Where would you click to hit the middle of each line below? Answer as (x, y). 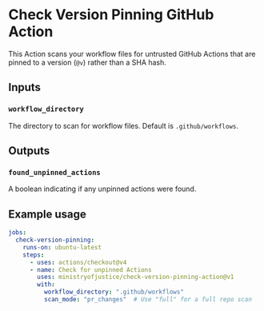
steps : (34, 255)
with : (46, 285)
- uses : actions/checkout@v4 (78, 262)
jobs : (17, 233)
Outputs (29, 151)
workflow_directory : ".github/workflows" (114, 292)
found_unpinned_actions (55, 172)
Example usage (47, 214)
